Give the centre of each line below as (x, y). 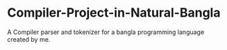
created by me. (29, 39)
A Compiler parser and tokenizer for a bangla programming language (106, 32)
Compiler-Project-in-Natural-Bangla (114, 13)
